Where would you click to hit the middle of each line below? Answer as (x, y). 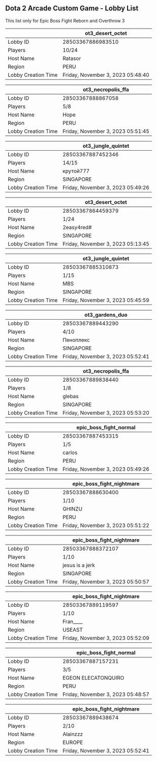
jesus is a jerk (79, 565)
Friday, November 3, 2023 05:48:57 (106, 694)
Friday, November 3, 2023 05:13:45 (106, 244)
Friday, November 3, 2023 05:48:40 (106, 75)
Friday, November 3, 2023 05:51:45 (106, 131)
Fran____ (72, 622)
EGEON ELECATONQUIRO (93, 678)
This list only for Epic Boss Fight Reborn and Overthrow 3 (65, 20)
